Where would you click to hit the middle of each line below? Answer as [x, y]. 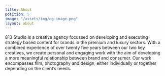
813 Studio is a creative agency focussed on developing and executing [77, 37]
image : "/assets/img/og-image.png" [42, 19]
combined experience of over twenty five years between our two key [75, 48]
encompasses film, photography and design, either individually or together [81, 63]
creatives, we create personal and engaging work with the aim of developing [83, 53]
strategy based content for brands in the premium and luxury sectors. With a [83, 43]
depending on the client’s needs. [38, 69]
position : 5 [17, 14]
